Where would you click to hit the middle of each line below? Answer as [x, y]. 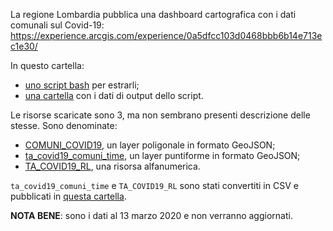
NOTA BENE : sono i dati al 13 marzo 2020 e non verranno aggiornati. [151, 215]
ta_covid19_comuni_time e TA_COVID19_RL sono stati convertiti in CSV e [154, 185]
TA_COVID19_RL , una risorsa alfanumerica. [112, 166]
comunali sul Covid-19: [57, 25]
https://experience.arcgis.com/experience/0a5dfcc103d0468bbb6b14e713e [166, 35]
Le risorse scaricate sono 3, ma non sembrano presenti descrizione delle [160, 115]
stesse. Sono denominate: [64, 125]
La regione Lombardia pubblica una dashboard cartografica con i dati [153, 14]
